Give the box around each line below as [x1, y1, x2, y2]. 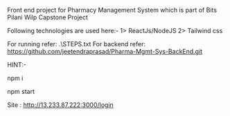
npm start [7, 88, 35, 95]
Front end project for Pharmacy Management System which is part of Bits [7, 6, 217, 14]
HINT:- [7, 61, 26, 68]
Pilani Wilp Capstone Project [7, 13, 89, 21]
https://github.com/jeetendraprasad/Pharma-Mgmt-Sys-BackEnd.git [7, 48, 203, 55]
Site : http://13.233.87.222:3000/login [7, 101, 114, 109]
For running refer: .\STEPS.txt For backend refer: [7, 40, 146, 48]
